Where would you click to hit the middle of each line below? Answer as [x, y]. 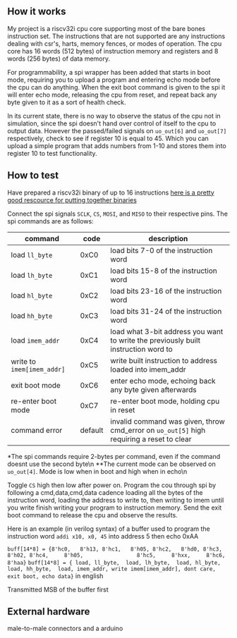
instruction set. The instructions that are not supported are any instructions [116, 36]
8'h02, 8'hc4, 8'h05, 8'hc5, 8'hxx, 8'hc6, [116, 555]
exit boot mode [36, 385]
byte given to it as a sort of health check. [67, 102]
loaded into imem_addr [148, 369]
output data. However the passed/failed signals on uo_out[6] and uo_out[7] [117, 130]
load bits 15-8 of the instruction [164, 271]
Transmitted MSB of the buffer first [58, 589]
